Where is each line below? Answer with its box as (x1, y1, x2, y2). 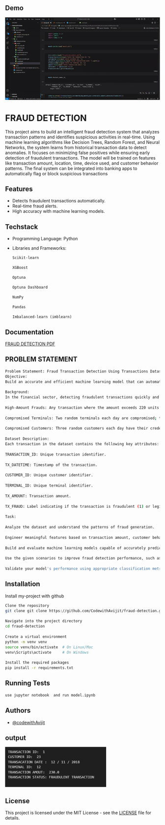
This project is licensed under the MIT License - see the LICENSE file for (5, 810, 151, 816)
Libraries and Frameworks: (12, 245, 67, 251)
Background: (5, 390, 29, 395)
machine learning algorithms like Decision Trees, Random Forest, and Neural (5, 139, 160, 145)
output (5, 733, 26, 742)
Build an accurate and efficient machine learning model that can (5, 379, 144, 384)
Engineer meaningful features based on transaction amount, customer (5, 535, 151, 540)
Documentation (5, 328, 54, 336)
